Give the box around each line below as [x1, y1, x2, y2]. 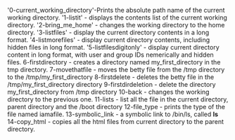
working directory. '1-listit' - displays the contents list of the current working [7, 13, 227, 22]
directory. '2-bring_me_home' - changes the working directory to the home [7, 21, 225, 29]
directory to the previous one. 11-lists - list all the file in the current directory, [7, 95, 229, 104]
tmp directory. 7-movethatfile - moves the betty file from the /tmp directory [7, 66, 225, 73]
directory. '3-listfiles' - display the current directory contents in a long [7, 28, 210, 36]
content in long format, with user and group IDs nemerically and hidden [7, 50, 215, 59]
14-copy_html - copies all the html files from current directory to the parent [7, 118, 224, 125]
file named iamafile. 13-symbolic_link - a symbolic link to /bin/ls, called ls [7, 110, 219, 118]
